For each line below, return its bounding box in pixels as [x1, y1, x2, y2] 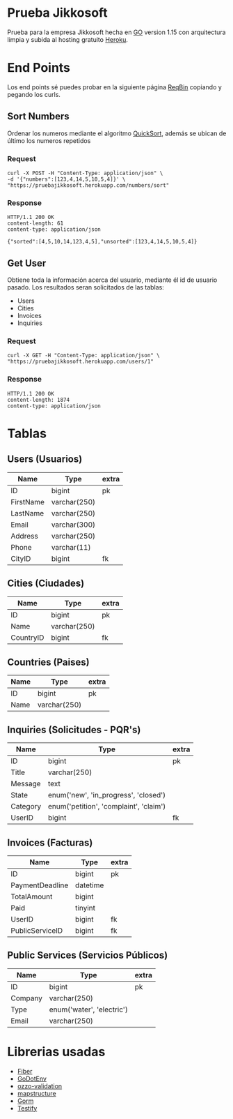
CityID [10, 553, 31, 563]
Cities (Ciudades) [7, 578, 85, 589]
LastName [10, 508, 45, 518]
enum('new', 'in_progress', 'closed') [47, 790, 166, 800]
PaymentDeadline [10, 880, 69, 890]
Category [10, 802, 42, 811]
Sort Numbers [7, 110, 70, 123]
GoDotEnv [17, 1074, 47, 1083]
